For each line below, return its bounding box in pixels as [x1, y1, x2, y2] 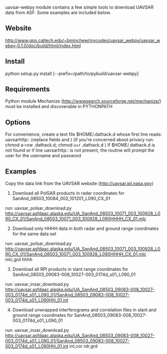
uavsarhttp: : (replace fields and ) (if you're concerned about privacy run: [5, 137, 155, 143]
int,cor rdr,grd [69, 343, 98, 349]
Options [5, 118, 31, 127]
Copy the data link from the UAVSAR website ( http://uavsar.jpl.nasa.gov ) [5, 180, 154, 187]
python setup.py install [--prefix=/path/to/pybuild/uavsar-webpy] [5, 70, 139, 77]
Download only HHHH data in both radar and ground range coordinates [12, 225, 159, 232]
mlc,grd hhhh [5, 256, 32, 262]
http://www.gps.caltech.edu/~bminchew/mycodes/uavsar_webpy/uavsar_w [5, 37, 161, 43]
